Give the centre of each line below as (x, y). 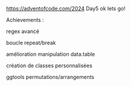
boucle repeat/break (31, 43)
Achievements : (25, 20)
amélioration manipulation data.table (51, 54)
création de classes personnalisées (49, 65)
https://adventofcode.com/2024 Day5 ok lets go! (66, 9)
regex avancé (23, 31)
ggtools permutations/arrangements (50, 77)
